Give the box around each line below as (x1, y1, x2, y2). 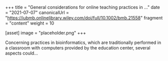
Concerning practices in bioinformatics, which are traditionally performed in (5, 39, 161, 45)
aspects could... (5, 50, 38, 56)
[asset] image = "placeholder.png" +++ (5, 30, 86, 35)
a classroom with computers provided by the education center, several (5, 45, 151, 50)
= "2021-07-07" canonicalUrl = (5, 9, 69, 15)
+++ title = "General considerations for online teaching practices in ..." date (5, 4, 160, 10)
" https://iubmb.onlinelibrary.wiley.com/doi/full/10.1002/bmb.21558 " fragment (5, 15, 163, 20)
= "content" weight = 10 (5, 20, 54, 26)
